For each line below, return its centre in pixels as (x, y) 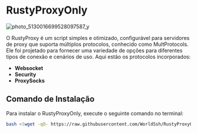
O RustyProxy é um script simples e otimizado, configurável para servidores (98, 38)
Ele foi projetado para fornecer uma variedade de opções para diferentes (94, 50)
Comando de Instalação (50, 99)
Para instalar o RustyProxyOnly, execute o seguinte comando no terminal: (95, 113)
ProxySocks (30, 81)
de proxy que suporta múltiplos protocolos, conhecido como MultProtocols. (97, 44)
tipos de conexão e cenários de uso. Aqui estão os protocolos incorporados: (98, 56)
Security (25, 74)
